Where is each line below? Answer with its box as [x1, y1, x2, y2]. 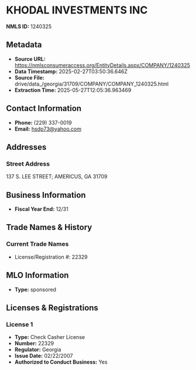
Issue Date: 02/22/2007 [14, 352, 73, 359]
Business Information [6, 190, 86, 200]
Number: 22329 [14, 340, 54, 347]
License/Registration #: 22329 [14, 253, 88, 261]
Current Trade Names [6, 240, 69, 248]
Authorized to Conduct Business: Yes [14, 358, 108, 366]
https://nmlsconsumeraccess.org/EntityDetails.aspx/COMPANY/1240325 [14, 61, 190, 68]
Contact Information [6, 104, 82, 114]
